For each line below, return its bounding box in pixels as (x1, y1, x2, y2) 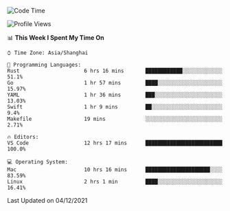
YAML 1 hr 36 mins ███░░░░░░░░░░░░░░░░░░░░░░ (7, 91, 223, 98)
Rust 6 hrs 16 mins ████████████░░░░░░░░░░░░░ (7, 67, 223, 74)
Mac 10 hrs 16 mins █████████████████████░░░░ (7, 166, 223, 173)
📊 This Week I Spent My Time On (7, 34, 104, 41)
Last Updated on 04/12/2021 (7, 197, 88, 204)
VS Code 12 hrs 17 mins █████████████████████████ (7, 140, 223, 146)
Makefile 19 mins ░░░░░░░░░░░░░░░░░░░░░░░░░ (7, 115, 223, 122)
